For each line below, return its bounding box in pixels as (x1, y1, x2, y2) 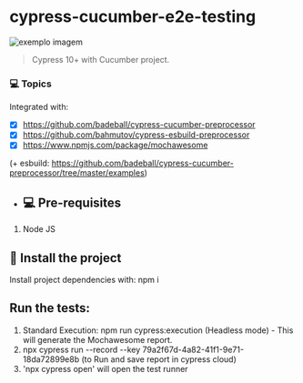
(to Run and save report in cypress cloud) (81, 353, 237, 365)
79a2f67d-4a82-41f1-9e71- (142, 344, 244, 355)
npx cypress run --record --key (22, 344, 141, 355)
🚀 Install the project (9, 250, 122, 266)
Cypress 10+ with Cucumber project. (31, 54, 170, 65)
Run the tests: (9, 300, 91, 316)
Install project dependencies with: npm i (9, 275, 159, 286)
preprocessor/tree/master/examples (9, 167, 146, 178)
